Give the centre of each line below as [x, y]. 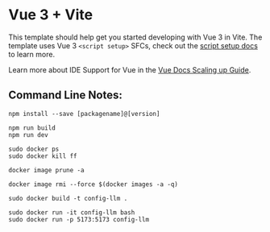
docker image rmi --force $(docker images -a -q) [93, 184]
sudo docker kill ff [43, 156]
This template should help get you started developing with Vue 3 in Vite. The [135, 37]
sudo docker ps [34, 149]
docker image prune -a [46, 170]
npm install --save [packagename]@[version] [84, 114]
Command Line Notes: [65, 95]
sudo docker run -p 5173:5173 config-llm [79, 219]
